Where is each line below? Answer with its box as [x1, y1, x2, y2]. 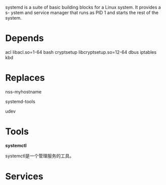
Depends [5, 33, 44, 44]
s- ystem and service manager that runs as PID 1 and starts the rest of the [5, 10, 159, 16]
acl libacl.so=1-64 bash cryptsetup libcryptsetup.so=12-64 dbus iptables [5, 49, 157, 55]
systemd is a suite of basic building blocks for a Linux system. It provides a [5, 5, 161, 10]
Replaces [5, 72, 45, 83]
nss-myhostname [5, 88, 42, 95]
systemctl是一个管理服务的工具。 [5, 153, 74, 159]
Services [5, 171, 44, 182]
